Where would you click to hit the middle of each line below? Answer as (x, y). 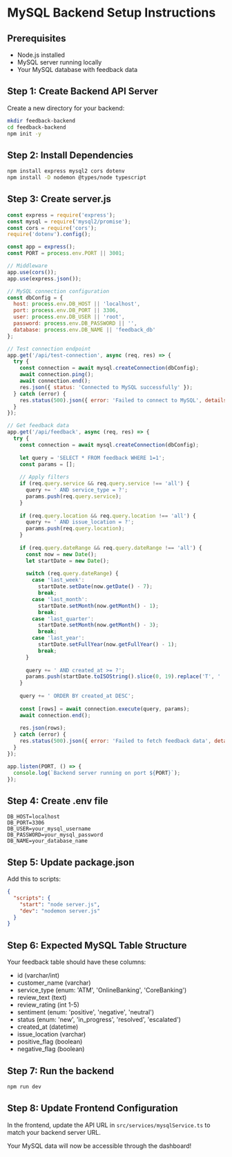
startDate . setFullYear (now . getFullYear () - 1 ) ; (107, 645)
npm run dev (24, 1086)
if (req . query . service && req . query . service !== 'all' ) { (105, 484)
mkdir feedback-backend (41, 120)
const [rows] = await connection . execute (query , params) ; (105, 709)
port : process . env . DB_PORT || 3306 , (66, 311)
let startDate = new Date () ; (67, 561)
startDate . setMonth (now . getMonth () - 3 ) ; (98, 625)
